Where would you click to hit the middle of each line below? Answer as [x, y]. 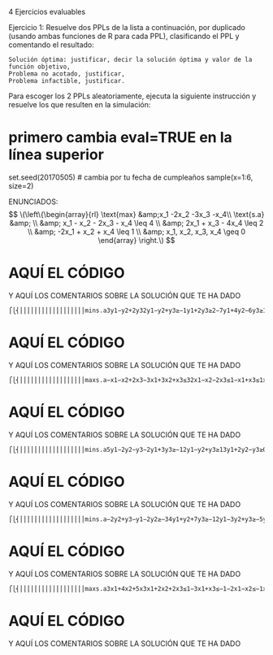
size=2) [21, 185]
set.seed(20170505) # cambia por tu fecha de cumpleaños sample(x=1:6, [131, 177]
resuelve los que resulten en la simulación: [80, 104]
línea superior [56, 155]
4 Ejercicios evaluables [47, 12]
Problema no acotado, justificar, [67, 74]
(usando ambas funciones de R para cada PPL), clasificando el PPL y [124, 36]
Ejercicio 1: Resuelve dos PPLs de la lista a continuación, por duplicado [127, 27]
